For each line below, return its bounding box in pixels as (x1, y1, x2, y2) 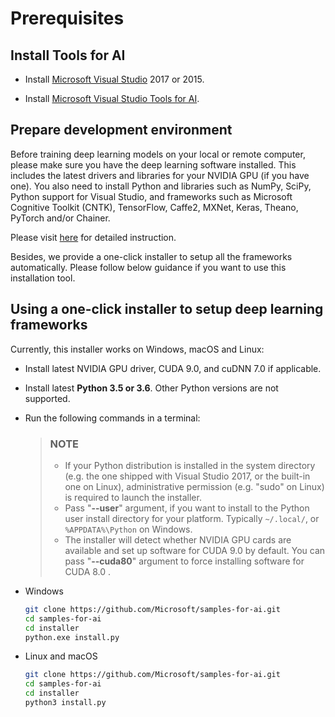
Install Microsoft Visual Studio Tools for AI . (24, 93, 200, 104)
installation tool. (10, 272, 76, 284)
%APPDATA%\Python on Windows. (64, 523, 193, 535)
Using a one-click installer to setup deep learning (10, 301, 324, 318)
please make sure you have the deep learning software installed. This (10, 158, 297, 171)
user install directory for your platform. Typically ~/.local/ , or (64, 512, 320, 524)
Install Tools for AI (10, 47, 126, 64)
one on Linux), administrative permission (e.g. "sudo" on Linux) (64, 480, 325, 492)
